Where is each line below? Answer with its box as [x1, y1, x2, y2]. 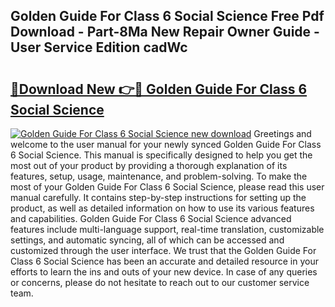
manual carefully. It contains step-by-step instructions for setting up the [10, 192, 307, 203]
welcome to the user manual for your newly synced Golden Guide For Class [10, 139, 322, 150]
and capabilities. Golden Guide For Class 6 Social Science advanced [10, 213, 292, 224]
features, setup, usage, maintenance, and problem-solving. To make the [10, 170, 308, 182]
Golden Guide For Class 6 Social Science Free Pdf [10, 8, 325, 25]
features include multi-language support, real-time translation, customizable [10, 224, 325, 235]
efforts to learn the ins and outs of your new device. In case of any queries [10, 266, 318, 278]
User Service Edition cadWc [10, 39, 188, 56]
